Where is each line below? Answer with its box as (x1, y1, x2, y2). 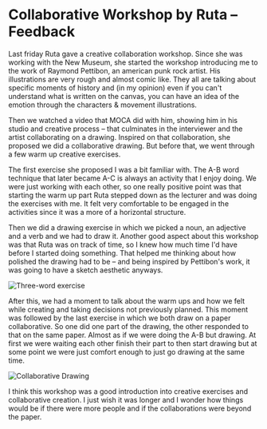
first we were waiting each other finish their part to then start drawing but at (8, 338, 257, 348)
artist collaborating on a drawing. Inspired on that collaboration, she (8, 132, 231, 141)
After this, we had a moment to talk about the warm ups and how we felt (8, 296, 245, 305)
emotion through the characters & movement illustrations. (8, 100, 198, 109)
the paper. (8, 411, 42, 421)
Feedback (8, 22, 76, 41)
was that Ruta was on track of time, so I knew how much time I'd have (8, 240, 238, 249)
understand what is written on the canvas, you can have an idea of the (8, 91, 240, 101)
